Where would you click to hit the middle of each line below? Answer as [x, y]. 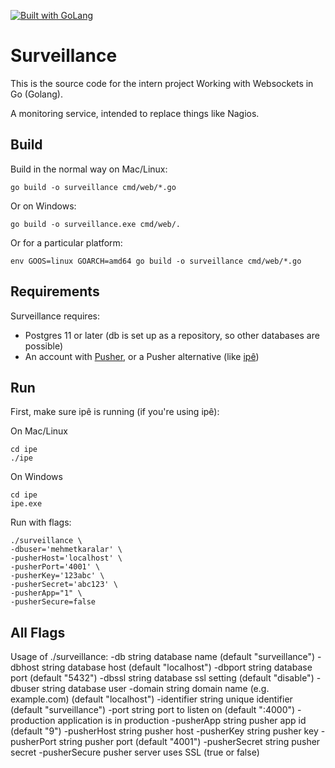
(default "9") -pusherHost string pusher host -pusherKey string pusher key [164, 731]
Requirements [55, 291]
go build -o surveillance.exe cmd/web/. [96, 224]
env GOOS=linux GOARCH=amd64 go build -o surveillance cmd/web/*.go [156, 261]
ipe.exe [26, 504]
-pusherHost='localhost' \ [66, 558]
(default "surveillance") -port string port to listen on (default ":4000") [153, 710]
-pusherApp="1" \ [46, 593]
